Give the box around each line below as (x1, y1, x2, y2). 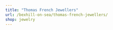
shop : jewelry (5, 17, 36, 22)
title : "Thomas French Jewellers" (5, 7, 79, 13)
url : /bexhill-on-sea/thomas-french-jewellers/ (5, 12, 108, 17)
